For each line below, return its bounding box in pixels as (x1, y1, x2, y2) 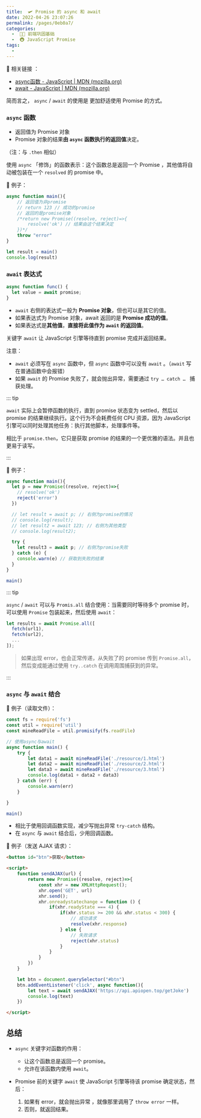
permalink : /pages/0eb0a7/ (6, 20, 74, 26)
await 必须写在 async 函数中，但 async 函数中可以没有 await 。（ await (14, 359, 185, 367)
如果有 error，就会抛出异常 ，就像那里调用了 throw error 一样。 (23, 1098, 182, 1105)
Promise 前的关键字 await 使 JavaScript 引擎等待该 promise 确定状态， (14, 1078, 190, 1085)
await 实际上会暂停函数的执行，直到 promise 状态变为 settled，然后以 (6, 406, 178, 414)
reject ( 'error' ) (17, 495, 58, 501)
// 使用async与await (6, 739, 55, 745)
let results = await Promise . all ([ (6, 621, 95, 627)
